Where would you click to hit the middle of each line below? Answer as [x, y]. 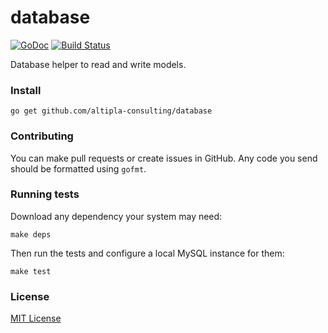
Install [26, 90]
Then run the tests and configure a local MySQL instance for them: [147, 253]
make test [31, 271]
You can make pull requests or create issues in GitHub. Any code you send [164, 158]
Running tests [45, 194]
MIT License [36, 318]
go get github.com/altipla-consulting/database [111, 111]
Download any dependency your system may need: [116, 216]
